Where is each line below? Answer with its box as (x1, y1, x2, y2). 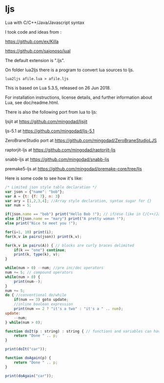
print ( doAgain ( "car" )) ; (5, 373, 54, 378)
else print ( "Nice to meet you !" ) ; (5, 221, 78, 226)
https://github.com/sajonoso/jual (5, 48, 71, 54)
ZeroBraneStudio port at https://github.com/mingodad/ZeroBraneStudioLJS (5, 137, 157, 143)
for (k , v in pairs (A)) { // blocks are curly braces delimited (5, 243, 134, 248)
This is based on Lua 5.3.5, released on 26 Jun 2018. (5, 85, 111, 91)
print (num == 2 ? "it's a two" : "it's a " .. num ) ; (14, 306, 123, 311)
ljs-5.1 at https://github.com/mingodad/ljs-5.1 (5, 128, 95, 134)
